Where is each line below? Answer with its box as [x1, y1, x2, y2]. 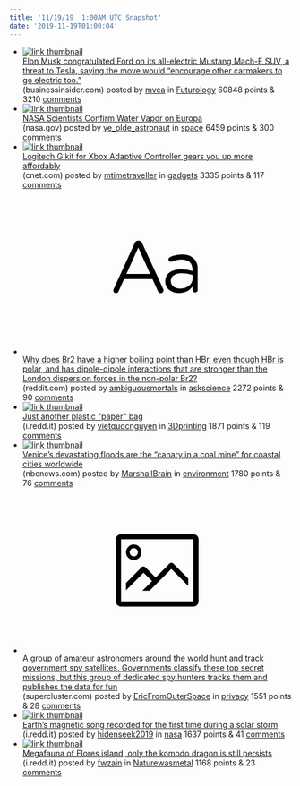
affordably [21, 160, 61, 171]
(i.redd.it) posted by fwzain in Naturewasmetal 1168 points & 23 [21, 757, 256, 768]
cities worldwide [21, 458, 83, 469]
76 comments [21, 478, 73, 488]
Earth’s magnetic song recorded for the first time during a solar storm [21, 719, 279, 730]
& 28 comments [21, 700, 81, 711]
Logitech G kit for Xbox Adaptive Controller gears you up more [21, 150, 253, 161]
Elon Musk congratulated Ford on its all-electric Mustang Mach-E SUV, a [21, 56, 290, 66]
